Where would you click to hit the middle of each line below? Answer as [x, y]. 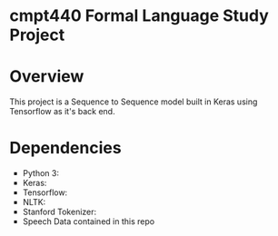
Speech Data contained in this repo [89, 221]
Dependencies [65, 148]
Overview [47, 77]
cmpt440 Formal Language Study [139, 16]
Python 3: [40, 173]
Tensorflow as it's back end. [62, 112]
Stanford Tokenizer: [60, 212]
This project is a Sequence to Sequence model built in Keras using [134, 102]
